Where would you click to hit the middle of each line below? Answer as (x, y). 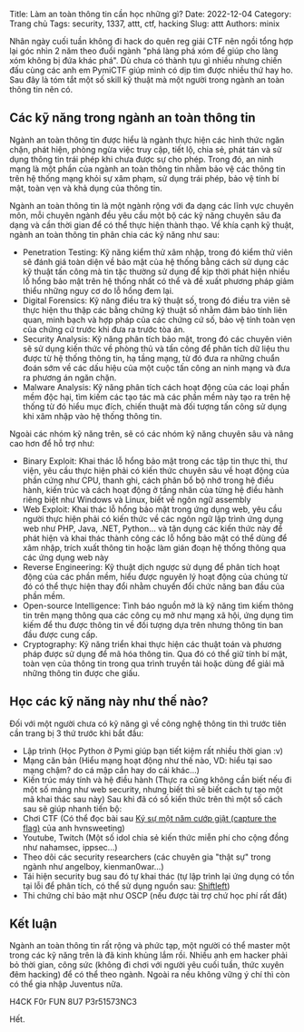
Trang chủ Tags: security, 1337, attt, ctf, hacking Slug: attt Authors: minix (145, 24)
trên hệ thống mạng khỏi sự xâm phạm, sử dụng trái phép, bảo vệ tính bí (144, 178)
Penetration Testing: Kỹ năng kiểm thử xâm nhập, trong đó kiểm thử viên (157, 252)
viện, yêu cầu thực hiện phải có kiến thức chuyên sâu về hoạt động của (156, 470)
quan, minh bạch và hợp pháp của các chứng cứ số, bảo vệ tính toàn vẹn (159, 319)
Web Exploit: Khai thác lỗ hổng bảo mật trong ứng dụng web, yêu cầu (152, 509)
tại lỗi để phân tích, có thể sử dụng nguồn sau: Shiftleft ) (126, 886)
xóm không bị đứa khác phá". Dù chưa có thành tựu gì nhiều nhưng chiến (146, 60)
